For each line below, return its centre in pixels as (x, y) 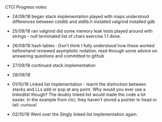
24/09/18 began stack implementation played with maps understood (81, 16)
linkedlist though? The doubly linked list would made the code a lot (79, 95)
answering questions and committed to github (58, 56)
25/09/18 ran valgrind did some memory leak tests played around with (82, 31)
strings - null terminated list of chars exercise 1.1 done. (67, 36)
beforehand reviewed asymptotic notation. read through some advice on (85, 51)
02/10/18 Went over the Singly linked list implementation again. (75, 114)
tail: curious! (25, 105)
